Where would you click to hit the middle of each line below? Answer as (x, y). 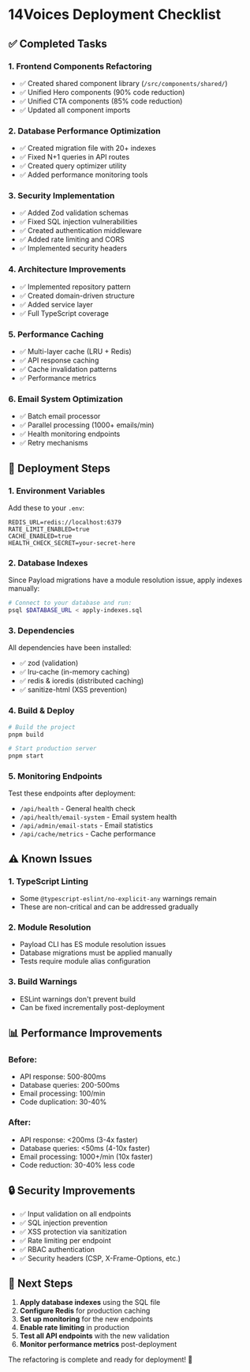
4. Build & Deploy (41, 711)
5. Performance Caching (56, 334)
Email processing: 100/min (62, 1094)
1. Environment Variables (57, 491)
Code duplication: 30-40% (63, 1102)
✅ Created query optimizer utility (73, 166)
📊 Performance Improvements (86, 1034)
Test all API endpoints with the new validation (94, 1336)
